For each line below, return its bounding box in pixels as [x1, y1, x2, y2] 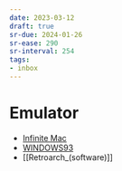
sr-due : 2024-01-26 [9, 30, 83, 39]
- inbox [9, 64, 39, 73]
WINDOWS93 [22, 142, 74, 153]
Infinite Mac [22, 132, 68, 143]
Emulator [9, 103, 80, 123]
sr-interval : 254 [9, 47, 75, 56]
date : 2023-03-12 [9, 13, 75, 23]
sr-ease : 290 [9, 38, 59, 48]
